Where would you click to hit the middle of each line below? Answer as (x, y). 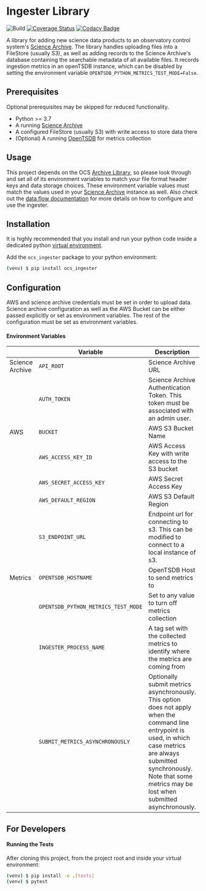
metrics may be (170, 784)
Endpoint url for (170, 514)
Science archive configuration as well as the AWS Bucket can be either (96, 309)
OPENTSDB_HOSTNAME (66, 578)
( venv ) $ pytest (27, 881)
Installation (28, 224)
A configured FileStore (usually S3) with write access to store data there (106, 132)
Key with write (169, 454)
